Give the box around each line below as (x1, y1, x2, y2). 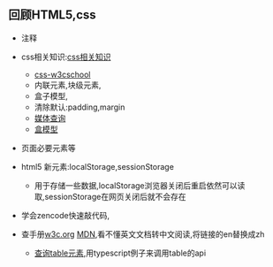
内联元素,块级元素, (34, 80, 102, 90)
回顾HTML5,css (8, 7, 96, 23)
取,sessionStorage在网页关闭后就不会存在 (34, 191, 186, 202)
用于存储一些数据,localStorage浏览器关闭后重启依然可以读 (34, 179, 246, 191)
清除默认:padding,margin (34, 102, 125, 112)
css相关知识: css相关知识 (20, 51, 111, 62)
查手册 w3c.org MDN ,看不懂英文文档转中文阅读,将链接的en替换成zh (20, 228, 265, 240)
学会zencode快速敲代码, (20, 210, 110, 220)
